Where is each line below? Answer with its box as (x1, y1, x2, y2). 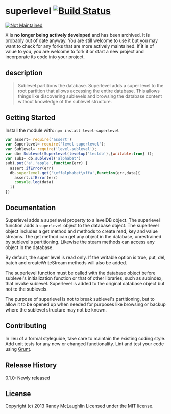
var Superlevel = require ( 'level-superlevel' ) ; (5, 141, 106, 147)
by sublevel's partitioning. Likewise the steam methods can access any (5, 239, 155, 245)
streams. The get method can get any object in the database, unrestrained (5, 233, 162, 239)
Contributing (5, 322, 47, 330)
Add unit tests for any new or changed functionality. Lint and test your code (5, 341, 164, 347)
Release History (5, 361, 57, 370)
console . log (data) (14, 180, 54, 185)
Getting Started (5, 113, 56, 122)
